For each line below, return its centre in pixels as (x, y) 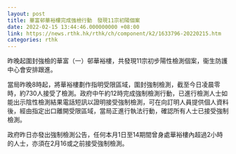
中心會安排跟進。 (32, 70)
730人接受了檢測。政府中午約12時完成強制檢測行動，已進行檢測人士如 (127, 94)
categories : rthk (33, 40)
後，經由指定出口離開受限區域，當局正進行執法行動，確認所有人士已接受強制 (118, 111)
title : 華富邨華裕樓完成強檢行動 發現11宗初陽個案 (74, 20)
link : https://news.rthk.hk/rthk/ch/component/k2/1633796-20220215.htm (114, 33)
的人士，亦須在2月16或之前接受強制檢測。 (68, 143)
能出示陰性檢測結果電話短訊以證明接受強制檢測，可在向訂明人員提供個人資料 (118, 102)
